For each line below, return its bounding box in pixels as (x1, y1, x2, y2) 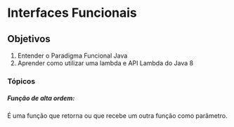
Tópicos (7, 76, 36, 86)
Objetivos (7, 33, 51, 45)
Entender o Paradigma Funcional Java (17, 51, 128, 60)
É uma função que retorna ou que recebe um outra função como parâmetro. (7, 111, 228, 120)
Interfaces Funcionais (7, 5, 137, 21)
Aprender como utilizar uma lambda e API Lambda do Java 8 (17, 59, 194, 67)
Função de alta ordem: (7, 93, 75, 102)
